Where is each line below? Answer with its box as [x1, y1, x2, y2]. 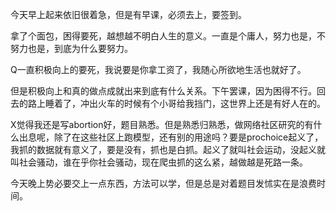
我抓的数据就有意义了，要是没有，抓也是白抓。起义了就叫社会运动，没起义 [10, 144, 317, 155]
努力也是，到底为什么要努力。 [10, 43, 133, 54]
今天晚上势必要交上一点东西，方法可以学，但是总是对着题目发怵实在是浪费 [10, 178, 317, 189]
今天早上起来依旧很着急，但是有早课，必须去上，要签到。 [10, 9, 247, 20]
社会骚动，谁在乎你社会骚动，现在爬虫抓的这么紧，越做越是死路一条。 [18, 156, 308, 168]
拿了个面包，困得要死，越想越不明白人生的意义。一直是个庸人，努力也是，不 [10, 30, 326, 42]
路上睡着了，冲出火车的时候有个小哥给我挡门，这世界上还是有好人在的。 [27, 98, 326, 109]
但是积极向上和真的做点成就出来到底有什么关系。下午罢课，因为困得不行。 [10, 85, 317, 97]
